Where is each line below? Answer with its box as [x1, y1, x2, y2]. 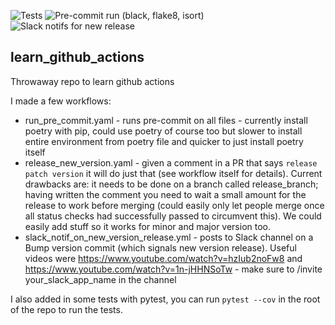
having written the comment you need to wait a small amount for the [24, 188, 307, 200]
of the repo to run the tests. [10, 303, 123, 315]
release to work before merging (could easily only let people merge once [24, 199, 325, 211]
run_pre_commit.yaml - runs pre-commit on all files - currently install [24, 114, 308, 126]
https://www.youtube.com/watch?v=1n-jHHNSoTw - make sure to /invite [24, 263, 323, 275]
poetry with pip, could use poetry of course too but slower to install [24, 125, 303, 137]
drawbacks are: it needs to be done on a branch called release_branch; [24, 178, 319, 190]
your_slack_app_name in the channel [24, 273, 177, 285]
